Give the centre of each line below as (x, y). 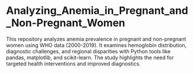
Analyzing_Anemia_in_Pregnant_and (97, 11)
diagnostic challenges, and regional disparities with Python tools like (89, 51)
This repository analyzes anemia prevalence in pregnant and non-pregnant (96, 39)
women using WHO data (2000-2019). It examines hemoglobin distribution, (96, 45)
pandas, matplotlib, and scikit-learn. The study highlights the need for (90, 57)
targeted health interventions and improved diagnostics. (74, 63)
